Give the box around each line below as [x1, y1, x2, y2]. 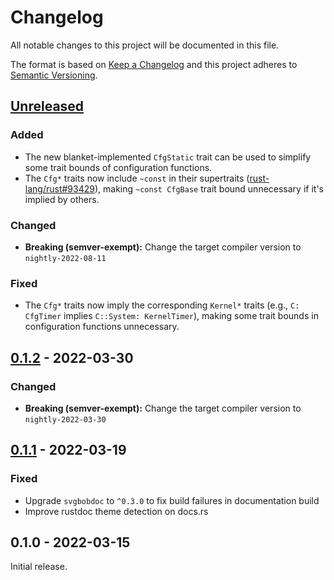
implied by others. [24, 193, 100, 205]
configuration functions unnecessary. [24, 321, 180, 333]
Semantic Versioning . [10, 69, 98, 81]
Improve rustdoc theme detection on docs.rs [24, 505, 209, 517]
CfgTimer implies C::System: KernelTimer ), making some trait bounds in [24, 310, 319, 322]
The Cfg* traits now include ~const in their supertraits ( [24, 172, 250, 184]
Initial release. [10, 561, 68, 573]
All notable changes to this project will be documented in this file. [10, 39, 280, 51]
